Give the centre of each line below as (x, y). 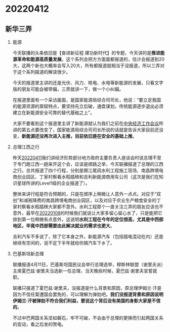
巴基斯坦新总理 (28, 254)
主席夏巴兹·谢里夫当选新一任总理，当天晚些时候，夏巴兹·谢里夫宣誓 (82, 271)
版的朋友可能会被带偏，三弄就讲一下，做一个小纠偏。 (68, 89)
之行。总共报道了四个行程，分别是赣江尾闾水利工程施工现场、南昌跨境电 (88, 170)
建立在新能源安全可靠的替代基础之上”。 (53, 113)
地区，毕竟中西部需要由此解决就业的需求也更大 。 (63, 226)
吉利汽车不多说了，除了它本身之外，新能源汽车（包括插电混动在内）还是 (88, 236)
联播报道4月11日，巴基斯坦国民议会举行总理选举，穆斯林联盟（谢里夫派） (88, 264)
